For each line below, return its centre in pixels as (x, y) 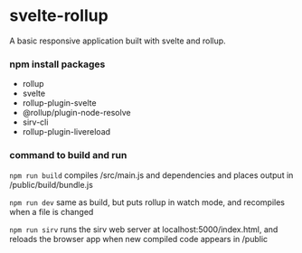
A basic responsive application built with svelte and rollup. (118, 41)
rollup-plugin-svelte (59, 103)
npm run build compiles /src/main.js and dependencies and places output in (151, 175)
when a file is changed (52, 211)
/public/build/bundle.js (51, 184)
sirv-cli (35, 122)
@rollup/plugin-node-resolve (76, 113)
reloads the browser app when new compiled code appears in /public (139, 239)
